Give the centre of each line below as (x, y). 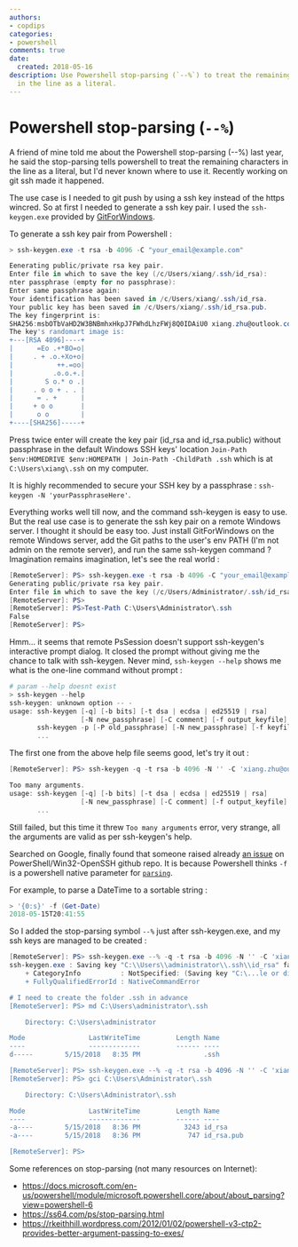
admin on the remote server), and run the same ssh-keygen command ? (141, 549)
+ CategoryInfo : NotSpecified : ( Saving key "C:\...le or (152, 973)
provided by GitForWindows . (103, 216)
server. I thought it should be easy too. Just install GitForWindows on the (142, 530)
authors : (25, 17)
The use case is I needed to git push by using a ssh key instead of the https (147, 197)
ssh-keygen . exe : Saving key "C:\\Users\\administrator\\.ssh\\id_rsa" (144, 965)
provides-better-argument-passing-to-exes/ (103, 1233)
